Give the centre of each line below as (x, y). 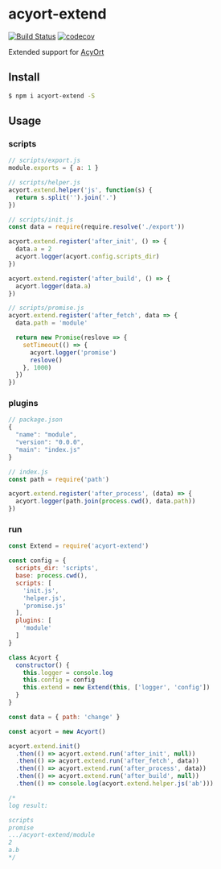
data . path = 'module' (52, 323)
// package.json (35, 420)
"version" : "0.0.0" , (50, 443)
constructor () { (43, 665)
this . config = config (59, 680)
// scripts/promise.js (46, 308)
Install (24, 77)
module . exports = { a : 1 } (53, 168)
